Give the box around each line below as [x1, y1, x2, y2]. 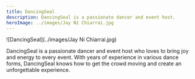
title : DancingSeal [6, 8, 55, 15]
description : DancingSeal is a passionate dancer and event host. [6, 14, 176, 20]
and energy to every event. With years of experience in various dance [6, 54, 179, 61]
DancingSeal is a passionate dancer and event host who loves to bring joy [6, 48, 189, 55]
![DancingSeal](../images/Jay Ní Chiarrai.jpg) [6, 36, 117, 43]
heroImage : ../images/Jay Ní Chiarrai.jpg [6, 20, 114, 26]
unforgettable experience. [6, 67, 71, 74]
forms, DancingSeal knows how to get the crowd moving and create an [6, 60, 182, 67]
